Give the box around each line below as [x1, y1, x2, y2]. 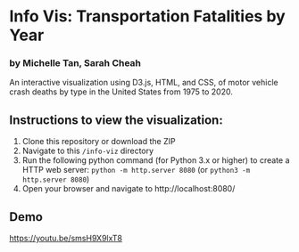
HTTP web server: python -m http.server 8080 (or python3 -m [21, 165, 251, 175]
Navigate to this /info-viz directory [21, 145, 154, 157]
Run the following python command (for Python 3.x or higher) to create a [21, 155, 290, 166]
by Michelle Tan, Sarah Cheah [9, 57, 141, 69]
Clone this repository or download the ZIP [21, 136, 176, 147]
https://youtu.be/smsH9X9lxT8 [9, 233, 123, 244]
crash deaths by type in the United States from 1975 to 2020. [9, 86, 234, 97]
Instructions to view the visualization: [9, 112, 223, 127]
